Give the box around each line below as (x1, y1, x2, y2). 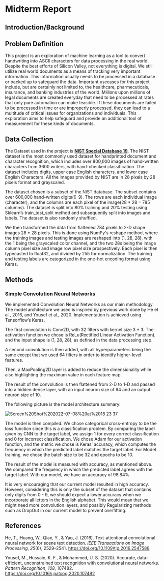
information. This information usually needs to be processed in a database (5, 74, 156, 80)
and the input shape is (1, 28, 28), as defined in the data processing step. (5, 337, 153, 343)
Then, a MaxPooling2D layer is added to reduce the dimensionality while (5, 367, 151, 372)
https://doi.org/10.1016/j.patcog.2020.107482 (5, 570, 95, 576)
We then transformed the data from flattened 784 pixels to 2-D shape (5, 225, 146, 231)
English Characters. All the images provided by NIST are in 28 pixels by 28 (5, 174, 156, 180)
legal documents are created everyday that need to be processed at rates (5, 94, 154, 100)
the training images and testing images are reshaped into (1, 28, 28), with (5, 235, 153, 241)
